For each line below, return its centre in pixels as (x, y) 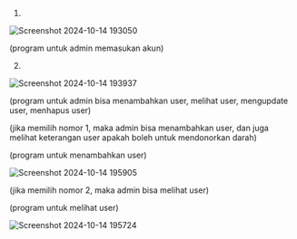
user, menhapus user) (50, 110)
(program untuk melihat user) (64, 208)
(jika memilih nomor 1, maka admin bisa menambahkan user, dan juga (139, 128)
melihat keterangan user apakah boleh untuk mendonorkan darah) (133, 138)
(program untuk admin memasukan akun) (87, 48)
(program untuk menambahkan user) (78, 155)
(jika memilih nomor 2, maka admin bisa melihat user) (109, 190)
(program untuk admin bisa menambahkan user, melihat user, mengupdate (149, 100)
